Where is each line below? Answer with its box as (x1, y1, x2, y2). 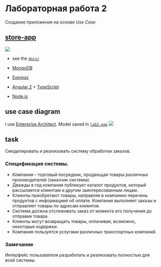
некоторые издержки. (12, 223, 58, 229)
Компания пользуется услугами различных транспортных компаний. (12, 228, 157, 235)
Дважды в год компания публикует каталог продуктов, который (12, 182, 146, 188)
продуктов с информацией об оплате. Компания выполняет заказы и (12, 198, 157, 203)
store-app (5, 33, 37, 42)
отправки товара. (12, 213, 49, 219)
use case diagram (5, 108, 60, 116)
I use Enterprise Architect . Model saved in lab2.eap (5, 121, 108, 127)
